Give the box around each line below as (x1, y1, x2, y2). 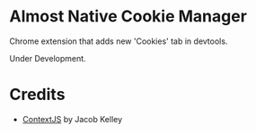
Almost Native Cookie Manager (9, 6, 247, 27)
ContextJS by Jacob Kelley (22, 113, 123, 124)
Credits (9, 85, 66, 104)
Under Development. (9, 53, 87, 63)
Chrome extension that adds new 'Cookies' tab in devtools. (9, 36, 228, 46)
